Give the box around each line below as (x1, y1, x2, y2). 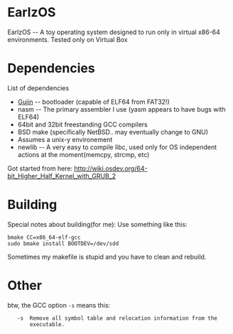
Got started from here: (7, 164, 73, 173)
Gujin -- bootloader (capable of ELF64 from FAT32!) (17, 97, 170, 106)
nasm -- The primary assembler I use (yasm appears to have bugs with (17, 104, 226, 114)
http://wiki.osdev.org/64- (74, 164, 148, 173)
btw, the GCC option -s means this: (7, 301, 111, 309)
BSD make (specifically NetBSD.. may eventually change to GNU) (17, 127, 208, 136)
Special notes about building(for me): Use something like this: (7, 220, 188, 228)
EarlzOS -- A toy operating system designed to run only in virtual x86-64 (7, 28, 220, 36)
